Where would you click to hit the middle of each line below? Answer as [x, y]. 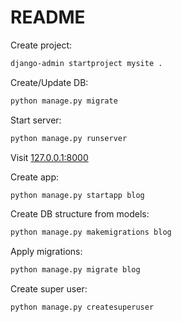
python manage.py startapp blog [77, 195]
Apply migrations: [46, 252]
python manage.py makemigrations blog [91, 232]
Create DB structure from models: [80, 214]
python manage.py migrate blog [75, 270]
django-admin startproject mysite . [86, 63]
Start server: [36, 120]
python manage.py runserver [69, 138]
